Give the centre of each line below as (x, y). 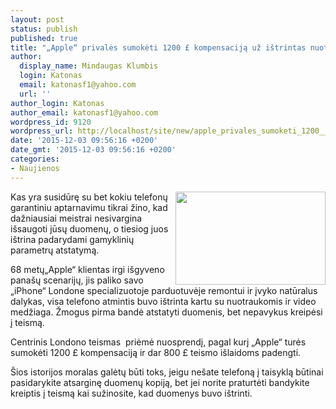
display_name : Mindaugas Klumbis (89, 66)
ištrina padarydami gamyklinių (72, 239)
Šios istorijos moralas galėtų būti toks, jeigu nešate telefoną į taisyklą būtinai (167, 372)
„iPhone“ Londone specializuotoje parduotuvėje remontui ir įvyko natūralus (164, 290)
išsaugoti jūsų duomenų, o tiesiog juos (89, 228)
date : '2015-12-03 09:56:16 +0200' (84, 141)
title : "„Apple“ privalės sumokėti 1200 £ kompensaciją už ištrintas (158, 47)
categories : (35, 159)
